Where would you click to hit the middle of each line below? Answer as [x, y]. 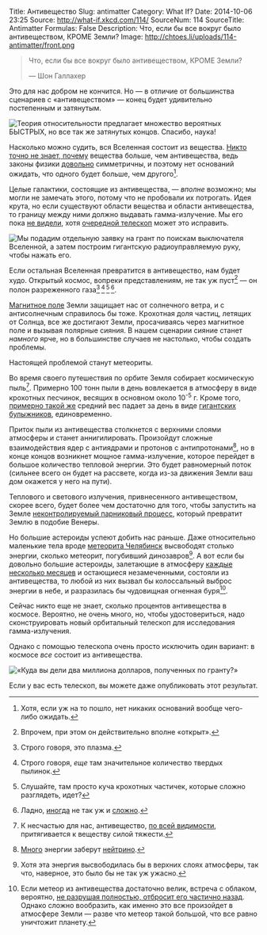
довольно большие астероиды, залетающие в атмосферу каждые [121, 564]
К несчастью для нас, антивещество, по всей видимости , [118, 826]
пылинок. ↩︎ [40, 771]
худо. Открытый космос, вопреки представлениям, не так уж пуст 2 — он [133, 279]
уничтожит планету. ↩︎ [58, 922]
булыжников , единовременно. [61, 414]
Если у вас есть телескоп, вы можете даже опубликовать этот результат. [133, 685]
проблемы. [28, 347]
